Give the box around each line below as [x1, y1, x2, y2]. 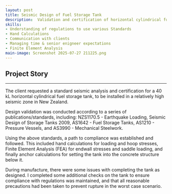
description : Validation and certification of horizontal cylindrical [5, 17, 161, 22]
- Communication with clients [5, 36, 70, 42]
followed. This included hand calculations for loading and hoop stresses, [5, 141, 159, 147]
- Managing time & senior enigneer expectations [5, 41, 111, 46]
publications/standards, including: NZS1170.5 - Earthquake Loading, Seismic [5, 114, 166, 121]
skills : [5, 22, 22, 27]
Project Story [5, 69, 49, 78]
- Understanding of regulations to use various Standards [5, 27, 132, 32]
